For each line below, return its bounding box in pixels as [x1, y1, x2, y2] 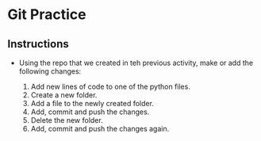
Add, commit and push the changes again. [30, 124, 170, 133]
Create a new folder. [30, 90, 98, 100]
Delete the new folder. [30, 116, 104, 124]
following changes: [18, 67, 82, 76]
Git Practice [7, 6, 86, 24]
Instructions [7, 37, 69, 51]
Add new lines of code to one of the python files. [30, 82, 191, 91]
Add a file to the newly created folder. [30, 99, 154, 108]
